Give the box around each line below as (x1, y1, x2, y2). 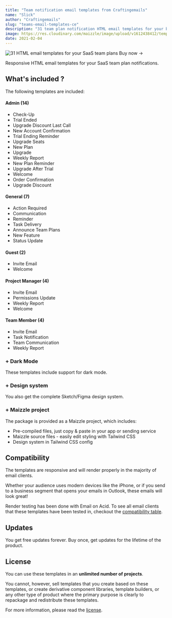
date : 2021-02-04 (5, 36, 42, 41)
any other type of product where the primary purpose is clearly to (5, 591, 144, 598)
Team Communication (12, 339, 59, 346)
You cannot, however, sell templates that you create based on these (5, 581, 148, 587)
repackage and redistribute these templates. (5, 597, 99, 603)
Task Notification (12, 334, 49, 340)
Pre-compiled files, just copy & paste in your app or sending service (12, 428, 156, 434)
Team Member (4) (5, 317, 45, 324)
